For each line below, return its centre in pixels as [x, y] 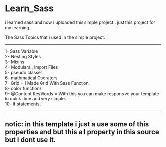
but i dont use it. [31, 140]
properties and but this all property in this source [82, 132]
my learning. [18, 27]
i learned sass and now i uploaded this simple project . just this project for [80, 22]
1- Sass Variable [21, 51]
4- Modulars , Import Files [32, 67]
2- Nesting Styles [23, 56]
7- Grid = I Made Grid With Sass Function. [48, 83]
